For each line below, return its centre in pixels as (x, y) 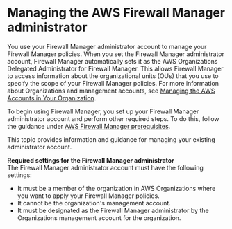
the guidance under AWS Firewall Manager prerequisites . (89, 126)
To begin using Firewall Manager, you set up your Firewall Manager (103, 111)
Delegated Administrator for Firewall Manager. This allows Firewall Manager (115, 68)
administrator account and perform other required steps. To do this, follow (113, 118)
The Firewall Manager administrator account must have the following (105, 167)
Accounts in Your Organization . (52, 98)
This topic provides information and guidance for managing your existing (111, 139)
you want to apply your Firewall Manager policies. (88, 196)
